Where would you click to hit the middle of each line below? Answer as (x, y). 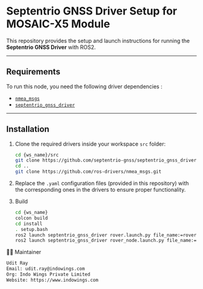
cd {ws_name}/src (37, 155)
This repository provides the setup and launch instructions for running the (98, 41)
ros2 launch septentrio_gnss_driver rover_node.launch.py (89, 241)
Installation (28, 129)
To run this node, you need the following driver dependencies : (84, 86)
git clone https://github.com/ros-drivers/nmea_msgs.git (88, 172)
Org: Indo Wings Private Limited (48, 274)
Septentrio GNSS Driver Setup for (92, 11)
